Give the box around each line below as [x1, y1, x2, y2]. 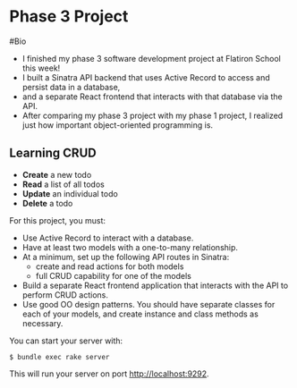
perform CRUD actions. [21, 289, 109, 300]
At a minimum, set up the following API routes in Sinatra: [21, 251, 230, 262]
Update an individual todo [21, 188, 118, 198]
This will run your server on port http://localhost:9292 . [9, 368, 209, 379]
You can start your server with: [9, 335, 123, 346]
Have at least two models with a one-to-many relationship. [21, 241, 239, 252]
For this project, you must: [9, 215, 106, 225]
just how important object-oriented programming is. [21, 119, 213, 131]
